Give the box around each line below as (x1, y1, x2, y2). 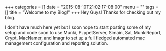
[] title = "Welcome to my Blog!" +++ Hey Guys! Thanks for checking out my (5, 9, 161, 15)
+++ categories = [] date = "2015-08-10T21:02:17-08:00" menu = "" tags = (5, 4, 159, 10)
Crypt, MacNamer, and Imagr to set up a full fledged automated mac (5, 35, 145, 41)
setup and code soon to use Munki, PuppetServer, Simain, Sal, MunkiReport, (5, 30, 162, 35)
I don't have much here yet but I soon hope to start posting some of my (5, 24, 151, 30)
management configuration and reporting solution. (5, 40, 108, 46)
